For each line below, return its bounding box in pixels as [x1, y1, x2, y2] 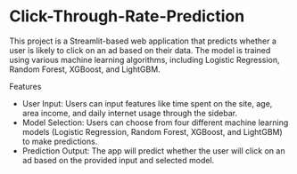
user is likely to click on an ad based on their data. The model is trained [9, 44, 271, 55]
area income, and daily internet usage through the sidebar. [21, 107, 238, 118]
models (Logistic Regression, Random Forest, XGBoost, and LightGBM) [21, 126, 283, 137]
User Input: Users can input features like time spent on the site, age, [21, 98, 273, 108]
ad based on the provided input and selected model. [21, 154, 215, 165]
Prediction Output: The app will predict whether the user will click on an [21, 145, 285, 156]
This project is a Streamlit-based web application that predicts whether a [9, 36, 276, 46]
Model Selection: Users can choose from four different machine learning [21, 117, 289, 128]
